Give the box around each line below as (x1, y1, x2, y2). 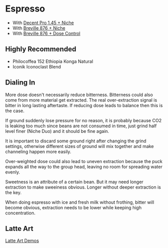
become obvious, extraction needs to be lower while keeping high (5, 204, 142, 210)
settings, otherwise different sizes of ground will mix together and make (5, 143, 154, 149)
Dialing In (5, 78, 35, 87)
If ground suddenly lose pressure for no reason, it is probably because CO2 (5, 117, 162, 123)
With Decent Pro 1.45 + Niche (12, 20, 74, 26)
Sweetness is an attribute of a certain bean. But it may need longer (5, 179, 144, 185)
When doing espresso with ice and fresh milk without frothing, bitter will (5, 199, 154, 205)
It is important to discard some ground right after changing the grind (5, 138, 147, 144)
